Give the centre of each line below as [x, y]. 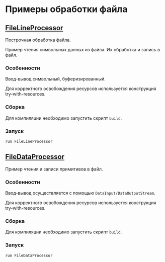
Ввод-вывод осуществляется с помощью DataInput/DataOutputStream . [80, 193]
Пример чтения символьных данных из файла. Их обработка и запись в [82, 50]
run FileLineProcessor [29, 141]
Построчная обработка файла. [38, 40]
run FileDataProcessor [29, 255]
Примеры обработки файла [66, 9]
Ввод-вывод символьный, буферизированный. [55, 79]
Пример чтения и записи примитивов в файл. [54, 169]
